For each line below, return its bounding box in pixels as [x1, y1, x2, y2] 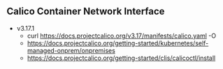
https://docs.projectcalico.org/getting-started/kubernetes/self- [27, 38, 209, 47]
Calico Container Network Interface [6, 6, 165, 17]
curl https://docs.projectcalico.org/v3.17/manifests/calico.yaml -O [27, 31, 217, 40]
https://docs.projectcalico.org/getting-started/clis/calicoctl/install [27, 54, 216, 62]
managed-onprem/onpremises [27, 46, 116, 54]
